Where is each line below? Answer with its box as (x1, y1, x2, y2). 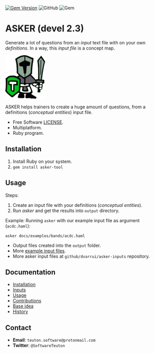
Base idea (12, 303, 34, 309)
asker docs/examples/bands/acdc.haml (5, 233, 85, 239)
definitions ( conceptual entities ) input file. (5, 109, 93, 115)
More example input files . (12, 248, 66, 254)
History (12, 309, 28, 315)
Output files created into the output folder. (12, 242, 101, 248)
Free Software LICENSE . (12, 119, 64, 125)
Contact (5, 323, 32, 332)
